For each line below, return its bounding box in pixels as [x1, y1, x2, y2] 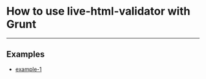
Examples [6, 49, 45, 59]
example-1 [15, 66, 42, 73]
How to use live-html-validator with [6, 4, 191, 18]
